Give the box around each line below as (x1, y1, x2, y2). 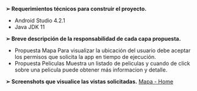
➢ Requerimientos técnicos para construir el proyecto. (5, 5, 147, 12)
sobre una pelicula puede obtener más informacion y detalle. (14, 66, 168, 73)
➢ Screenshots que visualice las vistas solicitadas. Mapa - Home (5, 78, 174, 85)
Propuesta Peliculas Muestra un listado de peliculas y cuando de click (14, 60, 190, 67)
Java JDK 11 (14, 24, 45, 30)
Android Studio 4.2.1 (14, 17, 65, 24)
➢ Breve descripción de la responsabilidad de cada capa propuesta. (5, 35, 181, 42)
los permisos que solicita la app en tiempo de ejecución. (14, 53, 156, 60)
